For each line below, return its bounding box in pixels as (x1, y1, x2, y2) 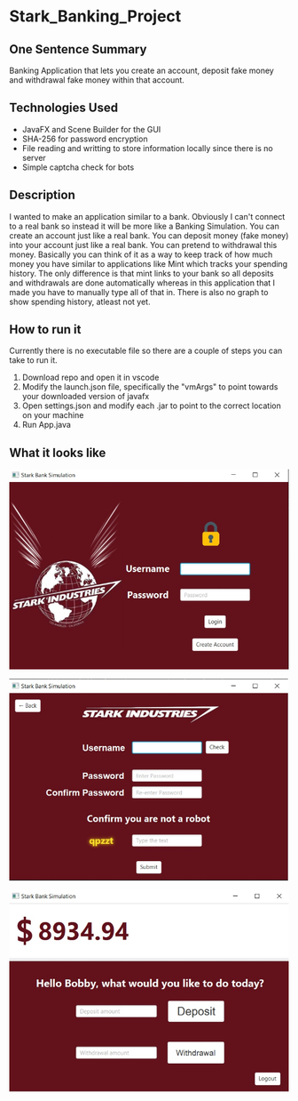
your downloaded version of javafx (21, 391, 150, 402)
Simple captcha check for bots (21, 162, 135, 173)
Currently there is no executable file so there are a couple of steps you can (9, 345, 283, 357)
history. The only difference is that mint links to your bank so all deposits (9, 268, 274, 278)
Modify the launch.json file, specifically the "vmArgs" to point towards (21, 382, 278, 392)
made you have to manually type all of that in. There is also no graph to (9, 286, 269, 297)
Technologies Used (9, 100, 118, 116)
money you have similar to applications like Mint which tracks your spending (9, 258, 288, 269)
